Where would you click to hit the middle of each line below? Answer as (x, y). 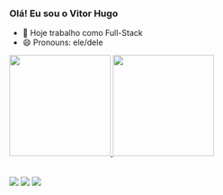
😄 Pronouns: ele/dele (62, 42)
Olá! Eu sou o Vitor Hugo (64, 13)
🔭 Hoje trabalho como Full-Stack (82, 33)
